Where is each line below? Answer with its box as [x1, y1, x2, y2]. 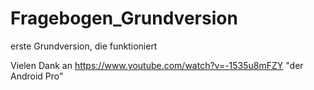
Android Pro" [10, 70, 64, 82]
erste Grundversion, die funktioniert [10, 40, 158, 52]
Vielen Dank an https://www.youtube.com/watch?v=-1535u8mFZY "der [10, 59, 304, 71]
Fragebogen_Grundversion [10, 7, 238, 30]
